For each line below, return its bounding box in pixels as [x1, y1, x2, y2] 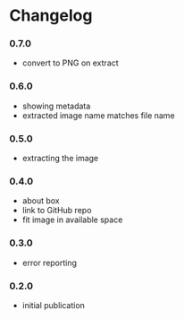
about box [21, 195, 60, 206]
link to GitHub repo [21, 205, 92, 216]
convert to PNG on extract [21, 57, 119, 68]
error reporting [21, 257, 78, 268]
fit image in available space [21, 214, 123, 225]
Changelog [9, 5, 93, 26]
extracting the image [21, 153, 99, 164]
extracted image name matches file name [21, 109, 176, 121]
